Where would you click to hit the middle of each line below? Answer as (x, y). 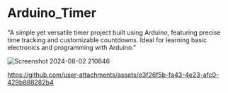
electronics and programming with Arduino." (72, 47)
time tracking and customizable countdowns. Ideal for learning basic (107, 39)
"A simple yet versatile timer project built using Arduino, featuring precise (114, 32)
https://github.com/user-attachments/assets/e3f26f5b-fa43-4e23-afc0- (113, 75)
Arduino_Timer (52, 13)
